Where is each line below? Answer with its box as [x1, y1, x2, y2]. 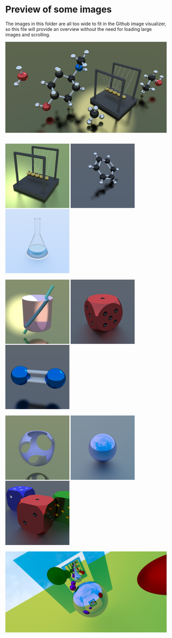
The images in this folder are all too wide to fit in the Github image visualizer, [5, 21, 166, 27]
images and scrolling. [5, 31, 51, 38]
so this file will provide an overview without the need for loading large [5, 26, 152, 32]
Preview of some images [5, 4, 112, 15]
